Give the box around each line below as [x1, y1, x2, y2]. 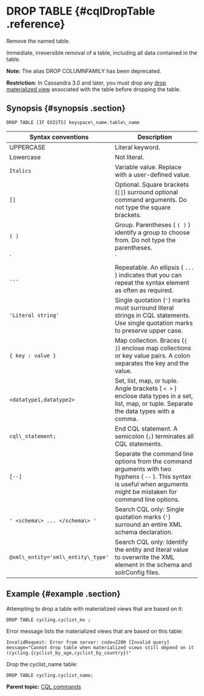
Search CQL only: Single [114, 505, 184, 513]
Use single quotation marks [114, 318, 193, 327]
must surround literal [114, 303, 174, 311]
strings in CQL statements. [114, 311, 191, 319]
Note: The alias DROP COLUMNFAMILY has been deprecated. [6, 67, 161, 74]
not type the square [114, 203, 171, 211]
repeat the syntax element [114, 278, 189, 287]
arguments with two [114, 464, 172, 473]
